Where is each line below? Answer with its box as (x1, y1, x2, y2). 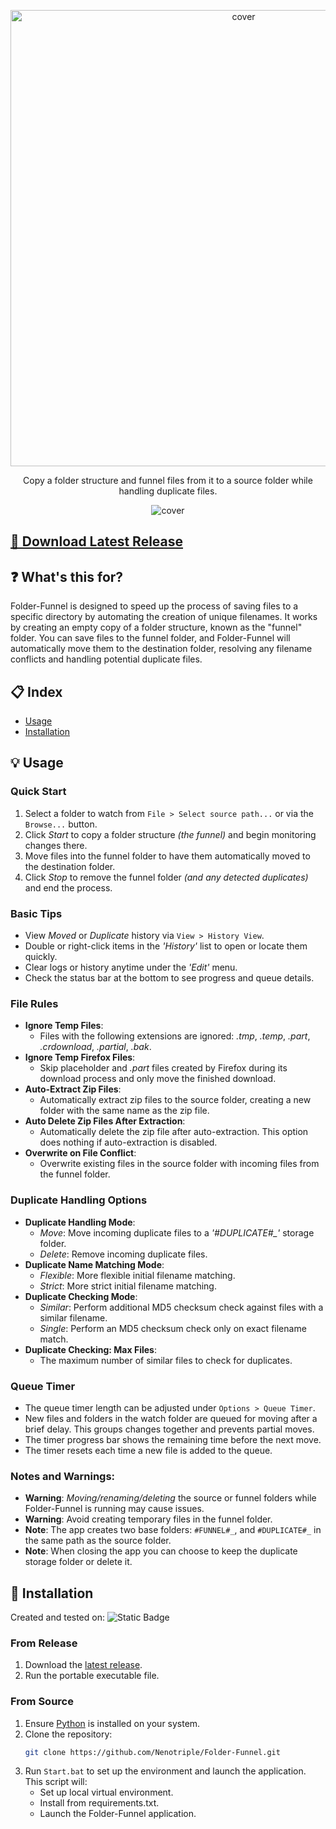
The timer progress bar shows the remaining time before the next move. (24, 1433, 322, 1445)
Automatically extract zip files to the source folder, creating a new (39, 1094, 312, 1106)
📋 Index (10, 683, 63, 700)
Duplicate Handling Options (10, 1193, 148, 1207)
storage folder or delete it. (24, 1556, 133, 1568)
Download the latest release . (24, 1659, 143, 1671)
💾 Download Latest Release (10, 533, 184, 550)
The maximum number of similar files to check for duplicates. (39, 1354, 293, 1366)
